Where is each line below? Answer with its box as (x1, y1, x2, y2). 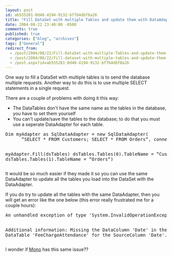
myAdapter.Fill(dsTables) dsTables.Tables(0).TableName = (5, 151, 154, 157)
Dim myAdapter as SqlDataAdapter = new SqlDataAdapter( (5, 132, 148, 137)
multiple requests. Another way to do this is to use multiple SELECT (5, 80, 147, 86)
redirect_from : (5, 46, 38, 51)
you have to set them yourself (12, 111, 76, 117)
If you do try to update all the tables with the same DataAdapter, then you (5, 191, 160, 198)
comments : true (5, 27, 38, 32)
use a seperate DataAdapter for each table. (12, 121, 104, 127)
